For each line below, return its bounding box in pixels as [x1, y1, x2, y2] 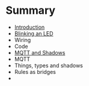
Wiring [14, 36, 31, 43]
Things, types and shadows [14, 61, 84, 69]
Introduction [14, 23, 45, 31]
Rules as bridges [14, 68, 57, 75]
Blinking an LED [14, 29, 54, 37]
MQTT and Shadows [14, 49, 66, 56]
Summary [5, 4, 55, 17]
